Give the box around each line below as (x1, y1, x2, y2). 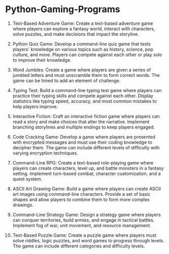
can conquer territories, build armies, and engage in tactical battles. (12, 217, 155, 223)
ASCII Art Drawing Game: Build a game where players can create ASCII (12, 186, 161, 192)
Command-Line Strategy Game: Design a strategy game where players (12, 211, 161, 218)
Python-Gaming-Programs (5, 4, 120, 15)
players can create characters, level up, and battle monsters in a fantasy (12, 165, 164, 171)
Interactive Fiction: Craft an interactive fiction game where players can (12, 113, 160, 119)
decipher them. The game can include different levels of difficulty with (12, 144, 160, 150)
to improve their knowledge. (12, 57, 72, 63)
